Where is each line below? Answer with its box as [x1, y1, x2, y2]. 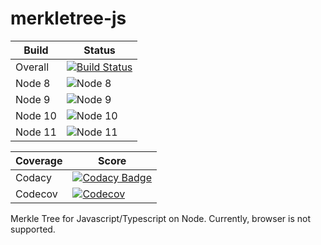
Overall [15, 60, 49, 74]
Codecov [15, 187, 58, 201]
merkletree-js [10, 7, 127, 30]
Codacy [15, 170, 52, 184]
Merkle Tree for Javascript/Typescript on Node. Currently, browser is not [10, 212, 312, 224]
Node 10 [15, 108, 57, 122]
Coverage [15, 153, 63, 167]
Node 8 [15, 76, 51, 90]
